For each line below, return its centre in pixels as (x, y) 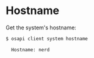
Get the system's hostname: (41, 27)
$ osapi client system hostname (47, 38)
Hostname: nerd (31, 49)
